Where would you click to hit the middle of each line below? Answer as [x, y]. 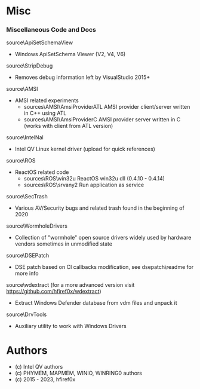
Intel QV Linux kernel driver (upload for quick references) [85, 149]
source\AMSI [22, 89]
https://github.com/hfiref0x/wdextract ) [54, 292]
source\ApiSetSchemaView [40, 42]
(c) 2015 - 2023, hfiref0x [45, 379]
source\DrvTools [27, 314]
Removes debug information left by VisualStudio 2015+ [82, 77]
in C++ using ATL [45, 113]
